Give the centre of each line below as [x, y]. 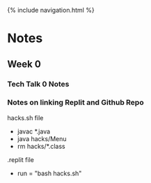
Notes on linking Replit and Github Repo [75, 103]
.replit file [21, 159]
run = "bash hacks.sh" [49, 173]
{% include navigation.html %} [51, 10]
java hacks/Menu [42, 138]
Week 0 [24, 64]
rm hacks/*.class [41, 146]
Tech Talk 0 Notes [38, 84]
